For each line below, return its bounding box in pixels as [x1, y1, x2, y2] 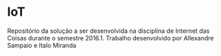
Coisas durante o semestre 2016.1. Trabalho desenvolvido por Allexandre [7, 33, 214, 42]
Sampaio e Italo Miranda [7, 41, 77, 49]
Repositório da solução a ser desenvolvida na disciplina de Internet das [7, 27, 210, 35]
